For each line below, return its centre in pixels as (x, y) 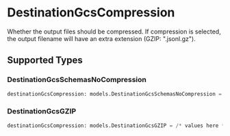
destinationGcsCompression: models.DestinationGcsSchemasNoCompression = (115, 94)
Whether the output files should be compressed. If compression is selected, (114, 31)
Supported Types (45, 60)
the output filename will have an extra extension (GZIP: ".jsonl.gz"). (102, 38)
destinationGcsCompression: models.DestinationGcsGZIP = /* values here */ (117, 125)
